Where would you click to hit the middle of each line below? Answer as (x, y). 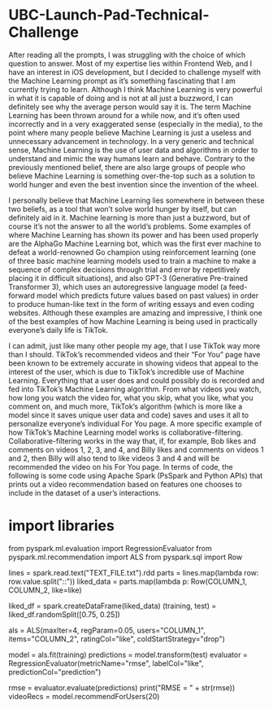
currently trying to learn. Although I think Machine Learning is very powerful (135, 89)
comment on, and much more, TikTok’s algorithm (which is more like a (126, 406)
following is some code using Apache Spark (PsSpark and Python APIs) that (136, 475)
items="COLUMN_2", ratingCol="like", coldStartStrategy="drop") (117, 639)
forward (22, 295)
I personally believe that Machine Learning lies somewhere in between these (136, 200)
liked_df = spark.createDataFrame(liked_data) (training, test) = (113, 606)
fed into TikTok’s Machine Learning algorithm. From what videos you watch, (135, 389)
